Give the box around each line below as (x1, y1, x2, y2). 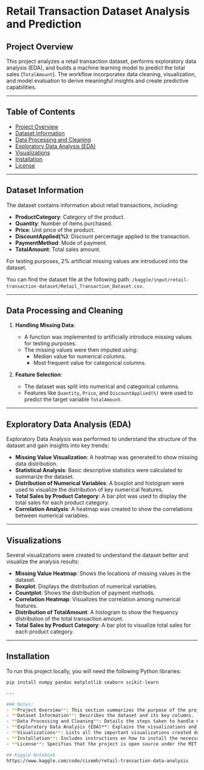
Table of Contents (6, 107, 76, 117)
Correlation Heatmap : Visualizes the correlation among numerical (15, 596, 181, 603)
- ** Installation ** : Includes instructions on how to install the (6, 735, 178, 741)
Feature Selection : (15, 371, 63, 378)
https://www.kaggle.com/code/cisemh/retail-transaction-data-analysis (6, 757, 189, 764)
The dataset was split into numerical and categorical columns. (24, 383, 180, 390)
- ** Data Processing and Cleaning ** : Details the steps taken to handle (6, 718, 194, 724)
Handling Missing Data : (15, 322, 76, 329)
